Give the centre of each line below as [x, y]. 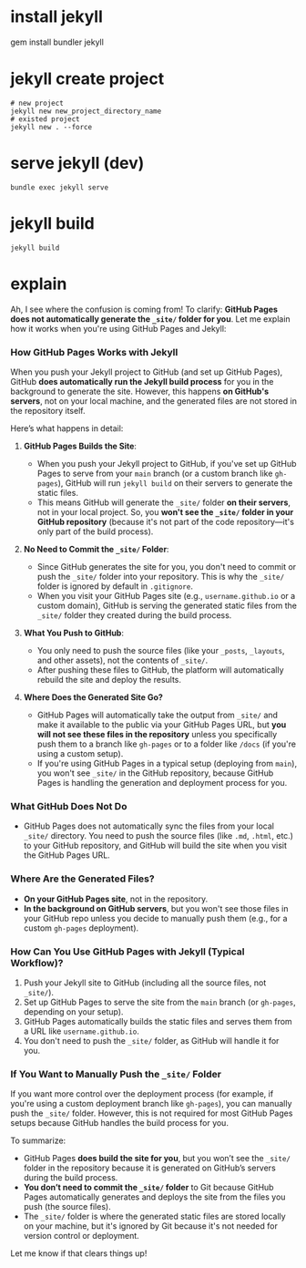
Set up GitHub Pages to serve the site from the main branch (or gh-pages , [159, 1002]
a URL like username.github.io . [82, 1031]
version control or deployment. [81, 1236]
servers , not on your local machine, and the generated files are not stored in [153, 401]
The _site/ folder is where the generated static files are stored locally [154, 1216]
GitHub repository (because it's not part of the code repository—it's [166, 521]
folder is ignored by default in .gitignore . [115, 586]
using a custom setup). [80, 753]
